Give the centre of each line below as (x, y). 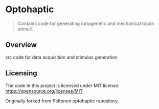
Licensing (21, 73)
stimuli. (25, 29)
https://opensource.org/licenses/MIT (44, 91)
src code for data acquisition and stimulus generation (61, 57)
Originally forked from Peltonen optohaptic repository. (62, 101)
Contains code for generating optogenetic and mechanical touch (86, 23)
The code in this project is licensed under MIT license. (62, 86)
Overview (21, 45)
